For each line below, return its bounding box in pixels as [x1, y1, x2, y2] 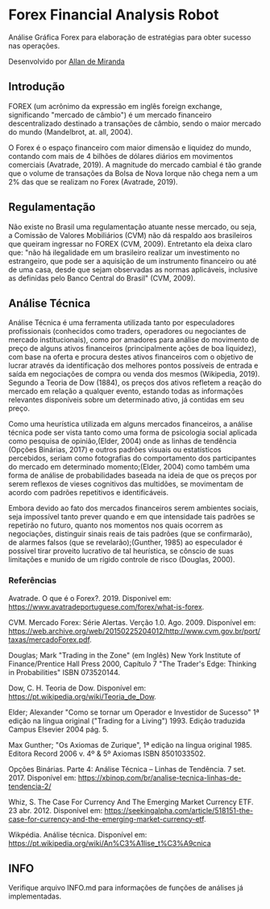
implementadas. [8, 891, 62, 901]
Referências [8, 575, 57, 586]
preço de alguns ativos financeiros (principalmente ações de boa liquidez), [8, 344, 257, 353]
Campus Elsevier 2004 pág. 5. [8, 724, 109, 734]
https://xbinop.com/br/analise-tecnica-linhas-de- [77, 773, 242, 782]
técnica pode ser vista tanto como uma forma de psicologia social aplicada [8, 427, 258, 437]
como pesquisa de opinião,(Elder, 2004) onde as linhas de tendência [8, 436, 237, 446]
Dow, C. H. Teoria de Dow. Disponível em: [8, 683, 147, 693]
